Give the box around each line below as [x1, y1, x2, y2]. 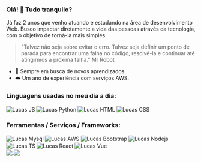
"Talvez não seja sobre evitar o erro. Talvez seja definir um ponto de [20, 43, 190, 50]
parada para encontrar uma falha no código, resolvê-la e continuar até [20, 50, 195, 57]
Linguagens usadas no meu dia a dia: [6, 92, 116, 100]
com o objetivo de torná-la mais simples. [6, 32, 107, 39]
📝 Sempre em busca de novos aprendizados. [14, 68, 126, 75]
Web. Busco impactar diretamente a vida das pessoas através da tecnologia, [6, 25, 196, 32]
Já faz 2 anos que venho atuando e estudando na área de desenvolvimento [6, 19, 193, 26]
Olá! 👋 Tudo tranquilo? [6, 5, 73, 14]
